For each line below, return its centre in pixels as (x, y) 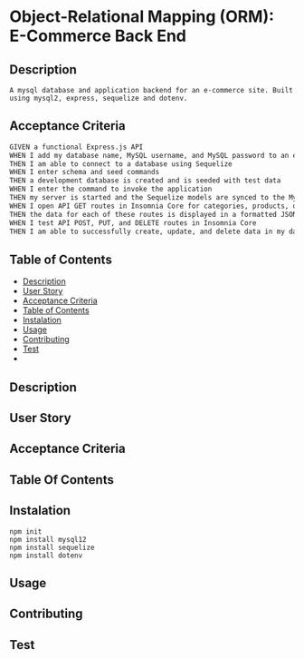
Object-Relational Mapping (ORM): (142, 17)
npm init (26, 531)
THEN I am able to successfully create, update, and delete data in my (147, 231)
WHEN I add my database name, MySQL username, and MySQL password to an (149, 155)
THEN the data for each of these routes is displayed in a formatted (143, 214)
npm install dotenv (46, 556)
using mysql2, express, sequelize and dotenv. (99, 98)
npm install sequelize (52, 547)
